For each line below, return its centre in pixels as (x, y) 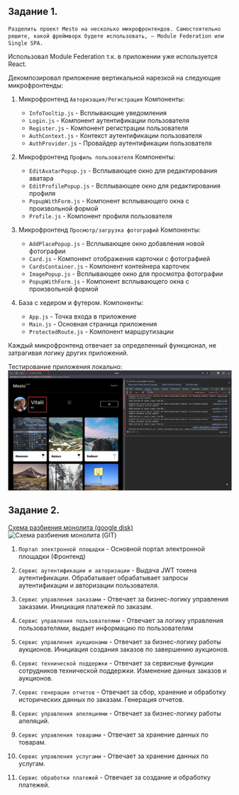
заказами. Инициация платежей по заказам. (85, 607)
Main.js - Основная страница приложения (93, 324)
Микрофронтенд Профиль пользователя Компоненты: (97, 156)
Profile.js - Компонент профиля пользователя (100, 215)
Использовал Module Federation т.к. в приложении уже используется (113, 56)
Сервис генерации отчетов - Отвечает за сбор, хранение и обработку (122, 692)
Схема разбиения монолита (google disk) (71, 527)
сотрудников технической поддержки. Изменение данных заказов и (122, 671)
